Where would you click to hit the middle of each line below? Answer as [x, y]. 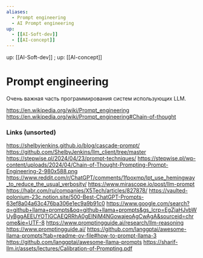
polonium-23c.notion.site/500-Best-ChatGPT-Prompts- [75, 197]
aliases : [17, 12]
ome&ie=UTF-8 [26, 223]
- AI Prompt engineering [43, 23]
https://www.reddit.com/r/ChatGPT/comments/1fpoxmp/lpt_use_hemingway [101, 178]
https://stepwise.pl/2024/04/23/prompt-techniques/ [71, 159]
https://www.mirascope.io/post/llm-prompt [141, 184]
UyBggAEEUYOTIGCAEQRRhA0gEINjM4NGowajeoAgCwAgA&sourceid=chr [100, 216]
